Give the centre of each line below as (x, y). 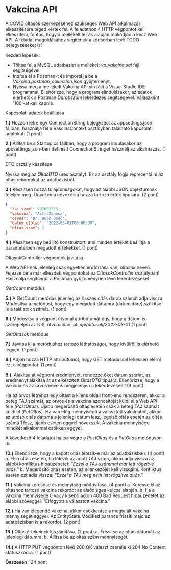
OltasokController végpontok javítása (44, 258)
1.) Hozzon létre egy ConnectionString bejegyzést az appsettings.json (79, 122)
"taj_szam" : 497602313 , (35, 209)
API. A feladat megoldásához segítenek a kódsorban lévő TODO (72, 40)
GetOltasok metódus (27, 334)
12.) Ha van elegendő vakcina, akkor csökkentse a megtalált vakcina (77, 511)
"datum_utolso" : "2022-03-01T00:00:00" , (53, 223)
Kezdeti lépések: (23, 55)
